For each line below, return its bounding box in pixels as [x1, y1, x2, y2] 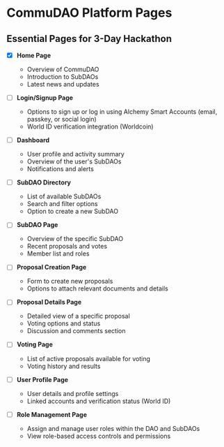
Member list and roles [26, 249, 90, 258]
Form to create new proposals [26, 277, 113, 286]
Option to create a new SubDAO [26, 207, 119, 216]
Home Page [16, 51, 51, 59]
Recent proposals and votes [26, 242, 108, 251]
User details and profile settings [26, 389, 119, 397]
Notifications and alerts [26, 165, 95, 173]
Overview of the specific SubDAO [26, 235, 123, 243]
